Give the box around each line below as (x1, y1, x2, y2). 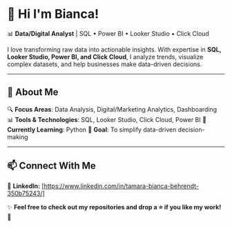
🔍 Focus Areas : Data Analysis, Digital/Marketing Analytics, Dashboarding (7, 105, 217, 113)
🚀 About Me (7, 86, 59, 99)
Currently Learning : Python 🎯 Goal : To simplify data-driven (7, 125, 177, 134)
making (7, 132, 29, 141)
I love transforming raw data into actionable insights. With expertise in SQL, (7, 45, 222, 54)
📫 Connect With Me (7, 160, 97, 172)
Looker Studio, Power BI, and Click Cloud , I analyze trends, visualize (7, 52, 204, 61)
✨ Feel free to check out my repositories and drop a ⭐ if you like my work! (7, 203, 222, 211)
